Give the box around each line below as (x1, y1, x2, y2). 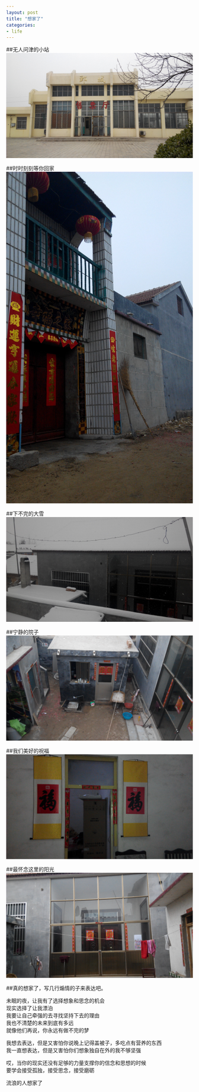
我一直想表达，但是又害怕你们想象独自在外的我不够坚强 (6, 1046, 141, 1054)
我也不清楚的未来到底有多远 (6, 1019, 74, 1026)
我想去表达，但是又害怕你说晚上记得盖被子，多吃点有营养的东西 (6, 1039, 162, 1046)
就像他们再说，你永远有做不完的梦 (6, 1026, 89, 1033)
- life (6, 28, 23, 34)
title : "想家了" (6, 15, 44, 22)
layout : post (6, 9, 38, 15)
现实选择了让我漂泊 (6, 1004, 53, 1011)
